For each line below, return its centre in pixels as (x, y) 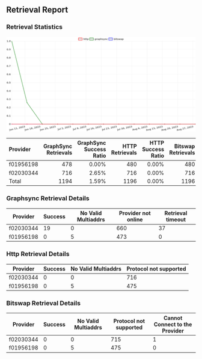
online (135, 219)
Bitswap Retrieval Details (44, 303)
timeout (176, 219)
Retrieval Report (37, 10)
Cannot (173, 318)
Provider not (135, 213)
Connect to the (173, 324)
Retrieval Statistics (35, 27)
